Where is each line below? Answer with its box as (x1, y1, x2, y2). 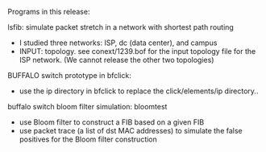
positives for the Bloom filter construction (19, 134, 158, 144)
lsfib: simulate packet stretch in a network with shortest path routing (7, 23, 235, 31)
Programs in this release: (7, 7, 90, 16)
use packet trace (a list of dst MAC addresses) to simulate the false (19, 126, 243, 135)
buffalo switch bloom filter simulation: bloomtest (7, 102, 168, 111)
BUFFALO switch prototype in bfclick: (7, 71, 132, 80)
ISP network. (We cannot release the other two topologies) (19, 55, 214, 64)
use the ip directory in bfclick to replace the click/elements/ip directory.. (19, 86, 259, 96)
